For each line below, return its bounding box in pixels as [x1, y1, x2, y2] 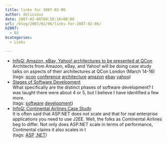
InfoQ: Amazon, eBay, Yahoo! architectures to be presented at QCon [12, 58, 153, 64]
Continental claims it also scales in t [12, 127, 86, 133]
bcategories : [5, 35, 32, 40]
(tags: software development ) [12, 100, 74, 106]
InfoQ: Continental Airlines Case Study [12, 105, 92, 111]
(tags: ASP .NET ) [12, 132, 47, 138]
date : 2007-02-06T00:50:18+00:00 [5, 16, 75, 21]
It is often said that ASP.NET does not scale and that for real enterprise [12, 111, 158, 117]
